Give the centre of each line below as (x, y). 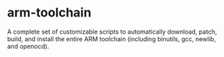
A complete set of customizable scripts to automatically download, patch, (112, 32)
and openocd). (28, 46)
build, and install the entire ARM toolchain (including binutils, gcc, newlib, (112, 38)
